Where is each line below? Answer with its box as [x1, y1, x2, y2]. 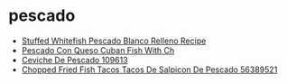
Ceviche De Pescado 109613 [21, 54, 128, 65]
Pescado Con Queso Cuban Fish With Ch [21, 44, 175, 55]
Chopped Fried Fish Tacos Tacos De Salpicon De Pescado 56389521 [21, 64, 278, 75]
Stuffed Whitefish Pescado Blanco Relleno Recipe [21, 35, 207, 46]
